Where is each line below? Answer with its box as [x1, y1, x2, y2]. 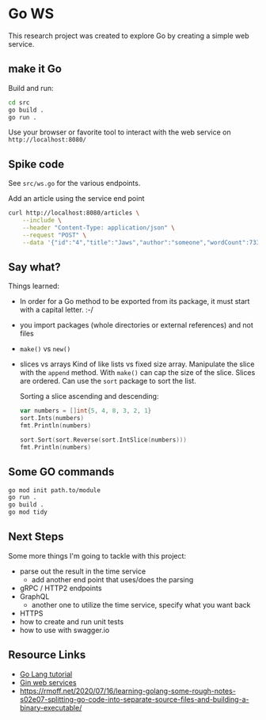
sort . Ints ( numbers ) [19, 415, 85, 423]
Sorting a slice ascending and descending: [19, 392, 159, 401]
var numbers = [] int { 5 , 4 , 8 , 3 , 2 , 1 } [19, 407, 152, 415]
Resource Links [8, 648, 86, 661]
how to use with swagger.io [19, 625, 110, 635]
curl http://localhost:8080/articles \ [8, 209, 140, 218]
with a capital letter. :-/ [19, 305, 93, 315]
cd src [8, 98, 30, 107]
